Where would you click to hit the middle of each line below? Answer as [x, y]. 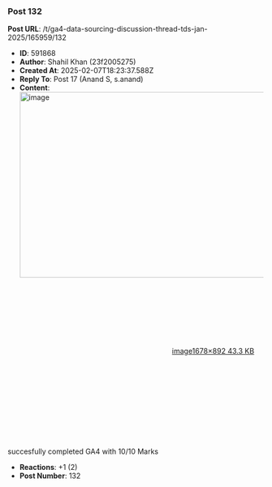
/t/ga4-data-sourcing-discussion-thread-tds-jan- [125, 29]
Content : [35, 88]
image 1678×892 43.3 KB [213, 351]
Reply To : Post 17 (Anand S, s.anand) [81, 80]
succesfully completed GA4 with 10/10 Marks [83, 451]
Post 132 [25, 11]
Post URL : [24, 29]
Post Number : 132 [50, 476]
